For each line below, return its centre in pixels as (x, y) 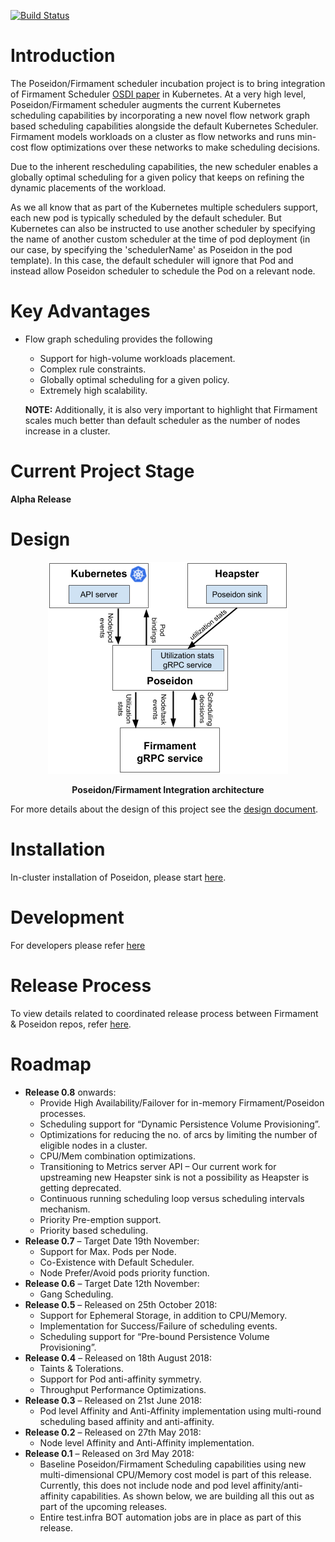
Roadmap (51, 1064)
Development (67, 917)
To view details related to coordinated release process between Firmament (164, 1013)
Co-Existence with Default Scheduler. (117, 1262)
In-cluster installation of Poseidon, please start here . (118, 877)
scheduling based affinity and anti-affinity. (127, 1421)
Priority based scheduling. (94, 1230)
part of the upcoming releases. (103, 1506)
